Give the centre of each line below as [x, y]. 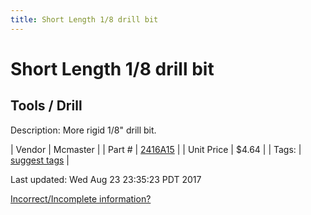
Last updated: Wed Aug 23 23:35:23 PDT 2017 [106, 179]
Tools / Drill [46, 106]
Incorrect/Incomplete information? [81, 198]
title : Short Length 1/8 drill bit [84, 19]
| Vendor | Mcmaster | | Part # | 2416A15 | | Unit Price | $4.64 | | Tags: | [156, 149]
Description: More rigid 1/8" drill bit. [83, 130]
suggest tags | [40, 160]
